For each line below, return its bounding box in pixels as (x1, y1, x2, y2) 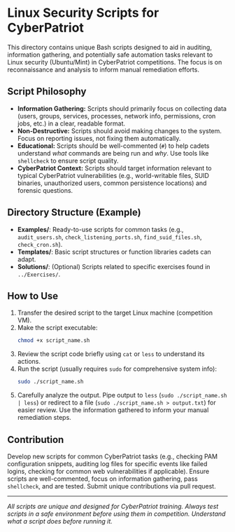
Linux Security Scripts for (7, 5, 159, 21)
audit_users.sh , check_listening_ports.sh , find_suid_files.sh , (17, 233, 202, 241)
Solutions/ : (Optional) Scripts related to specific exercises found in (17, 262, 211, 271)
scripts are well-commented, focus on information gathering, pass (7, 475, 198, 483)
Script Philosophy (7, 86, 87, 97)
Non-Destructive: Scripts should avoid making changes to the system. (17, 126, 222, 135)
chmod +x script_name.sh (17, 337, 90, 344)
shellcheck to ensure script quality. (17, 156, 119, 165)
